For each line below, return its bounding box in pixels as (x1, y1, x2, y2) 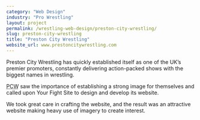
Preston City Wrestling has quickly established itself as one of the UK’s (6, 58, 181, 66)
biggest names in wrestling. (6, 71, 74, 78)
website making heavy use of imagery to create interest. (6, 107, 145, 114)
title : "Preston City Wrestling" (6, 36, 90, 42)
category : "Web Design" (6, 8, 66, 15)
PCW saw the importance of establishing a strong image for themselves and (6, 82, 195, 90)
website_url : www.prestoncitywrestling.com (6, 42, 117, 48)
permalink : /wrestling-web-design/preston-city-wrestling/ (6, 25, 157, 32)
